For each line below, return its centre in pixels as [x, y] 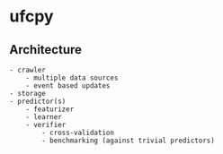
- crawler [28, 70]
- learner [44, 117]
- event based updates [68, 86]
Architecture [46, 50]
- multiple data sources [72, 78]
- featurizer [50, 109]
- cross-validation [78, 133]
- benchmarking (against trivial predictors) [129, 141]
